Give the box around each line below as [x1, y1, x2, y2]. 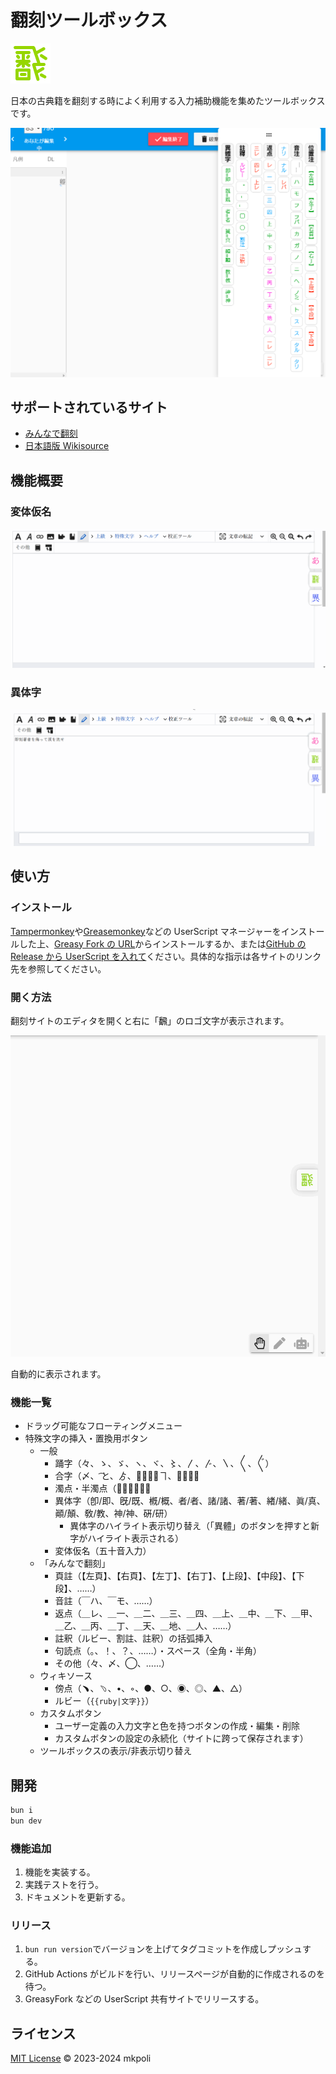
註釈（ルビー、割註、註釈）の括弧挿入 [54, 1632, 213, 1645]
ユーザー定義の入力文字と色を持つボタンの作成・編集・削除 [54, 1720, 301, 1732]
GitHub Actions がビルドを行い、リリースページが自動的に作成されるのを [24, 1968, 326, 1980]
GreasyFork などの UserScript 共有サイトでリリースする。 [24, 1993, 265, 2005]
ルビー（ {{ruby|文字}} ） [54, 1695, 155, 1707]
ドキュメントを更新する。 [24, 1891, 131, 1903]
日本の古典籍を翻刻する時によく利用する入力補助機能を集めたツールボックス [10, 94, 326, 106]
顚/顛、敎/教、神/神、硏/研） [54, 1507, 173, 1520]
